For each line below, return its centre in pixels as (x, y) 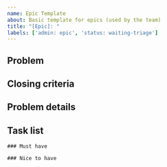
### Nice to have (32, 159)
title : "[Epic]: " (33, 26)
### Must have (27, 146)
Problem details (41, 107)
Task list (25, 130)
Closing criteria (41, 84)
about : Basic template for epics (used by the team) (84, 20)
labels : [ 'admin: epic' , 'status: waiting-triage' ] (82, 33)
